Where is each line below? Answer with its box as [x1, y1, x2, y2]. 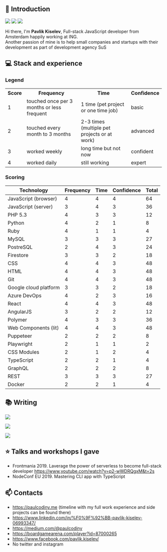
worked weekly [26, 148, 63, 155]
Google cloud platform [7, 284, 60, 291]
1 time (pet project [81, 100, 124, 107]
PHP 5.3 [7, 211, 27, 218]
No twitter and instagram [12, 541, 64, 547]
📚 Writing [5, 398, 37, 407]
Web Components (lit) [7, 324, 59, 331]
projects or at [81, 130, 112, 137]
